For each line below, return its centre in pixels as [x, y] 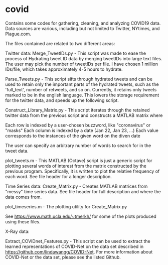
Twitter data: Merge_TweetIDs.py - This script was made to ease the [76, 53]
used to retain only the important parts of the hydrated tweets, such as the [82, 84]
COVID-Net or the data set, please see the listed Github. [63, 257]
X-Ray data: [17, 231]
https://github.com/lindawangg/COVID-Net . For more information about [79, 251]
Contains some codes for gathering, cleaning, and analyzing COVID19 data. [83, 23]
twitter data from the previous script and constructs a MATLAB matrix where [84, 115]
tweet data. [17, 151]
